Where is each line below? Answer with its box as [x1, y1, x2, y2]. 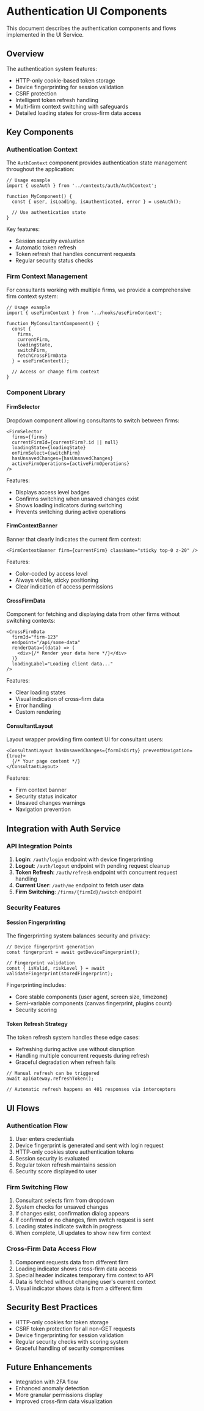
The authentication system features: [6, 65, 98, 72]
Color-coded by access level [15, 570, 88, 577]
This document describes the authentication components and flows [6, 24, 177, 32]
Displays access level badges [15, 488, 90, 496]
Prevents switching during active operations [15, 508, 126, 515]
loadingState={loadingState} [12, 444, 86, 450]
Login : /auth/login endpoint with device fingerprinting [15, 856, 153, 863]
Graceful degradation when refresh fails [15, 1058, 116, 1066]
